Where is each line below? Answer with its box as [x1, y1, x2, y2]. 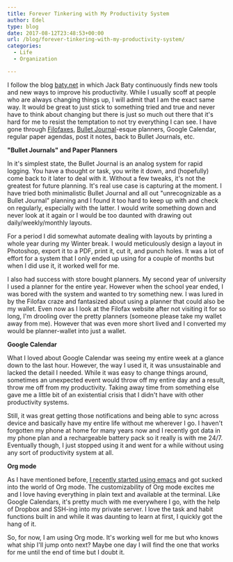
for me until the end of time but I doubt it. [7, 547, 125, 556]
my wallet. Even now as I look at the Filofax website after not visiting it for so [7, 304, 226, 313]
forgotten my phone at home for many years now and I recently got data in [7, 426, 220, 435]
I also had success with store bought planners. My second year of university [7, 275, 226, 283]
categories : [7, 42, 42, 49]
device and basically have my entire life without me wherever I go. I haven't [7, 419, 223, 427]
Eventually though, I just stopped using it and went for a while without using [7, 441, 224, 449]
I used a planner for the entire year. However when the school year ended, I [7, 282, 224, 291]
